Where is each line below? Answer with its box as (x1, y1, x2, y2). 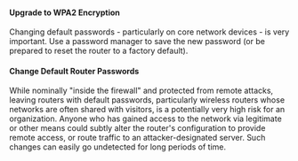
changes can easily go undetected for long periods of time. (9, 142, 227, 152)
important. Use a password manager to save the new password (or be (9, 36, 265, 47)
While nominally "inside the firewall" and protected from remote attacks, (9, 85, 274, 96)
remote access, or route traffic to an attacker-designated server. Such (9, 133, 266, 143)
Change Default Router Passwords (9, 65, 140, 76)
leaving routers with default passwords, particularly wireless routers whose (9, 95, 286, 105)
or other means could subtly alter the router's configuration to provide (9, 123, 266, 134)
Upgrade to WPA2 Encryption (9, 7, 120, 18)
